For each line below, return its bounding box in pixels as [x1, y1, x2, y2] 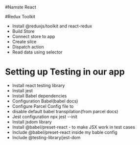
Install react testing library [12, 82, 65, 88]
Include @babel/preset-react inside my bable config [12, 129, 117, 135]
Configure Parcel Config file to [12, 103, 74, 109]
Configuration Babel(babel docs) [12, 98, 78, 104]
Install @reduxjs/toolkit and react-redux [12, 23, 92, 29]
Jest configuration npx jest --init [12, 114, 77, 120]
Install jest [12, 88, 33, 94]
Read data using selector [12, 49, 63, 55]
